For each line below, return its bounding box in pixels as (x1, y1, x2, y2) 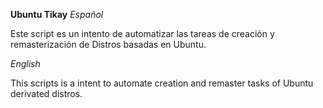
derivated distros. (10, 88, 83, 99)
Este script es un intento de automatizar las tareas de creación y (10, 28, 275, 39)
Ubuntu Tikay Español (10, 9, 104, 20)
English (10, 58, 41, 69)
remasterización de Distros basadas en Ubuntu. (10, 39, 207, 50)
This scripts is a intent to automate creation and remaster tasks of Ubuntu (10, 77, 314, 89)
